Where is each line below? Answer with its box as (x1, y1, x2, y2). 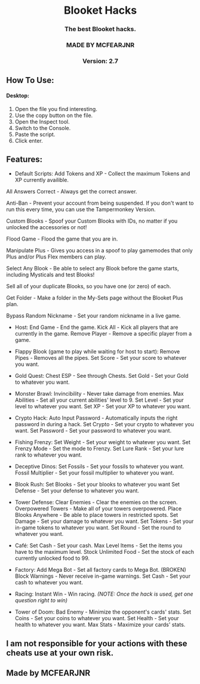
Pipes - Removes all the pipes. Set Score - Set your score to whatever (14, 355, 187, 362)
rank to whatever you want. (14, 451, 82, 458)
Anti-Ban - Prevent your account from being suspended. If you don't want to (6, 199, 194, 207)
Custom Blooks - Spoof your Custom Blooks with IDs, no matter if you (6, 217, 178, 224)
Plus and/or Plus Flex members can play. (6, 253, 106, 260)
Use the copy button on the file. (14, 112, 93, 119)
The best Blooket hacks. (64, 25, 136, 33)
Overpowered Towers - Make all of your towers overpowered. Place (14, 505, 182, 512)
